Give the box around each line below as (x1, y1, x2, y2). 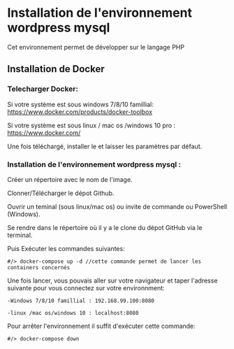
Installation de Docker (7, 63, 105, 75)
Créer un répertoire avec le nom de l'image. (7, 175, 133, 183)
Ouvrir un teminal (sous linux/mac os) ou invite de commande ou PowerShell (7, 202, 228, 211)
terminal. (7, 231, 33, 239)
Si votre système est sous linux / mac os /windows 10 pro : (7, 121, 176, 129)
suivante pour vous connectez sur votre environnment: (7, 283, 166, 292)
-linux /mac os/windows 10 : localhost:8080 (7, 309, 139, 316)
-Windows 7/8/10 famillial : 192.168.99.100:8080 (7, 297, 155, 304)
